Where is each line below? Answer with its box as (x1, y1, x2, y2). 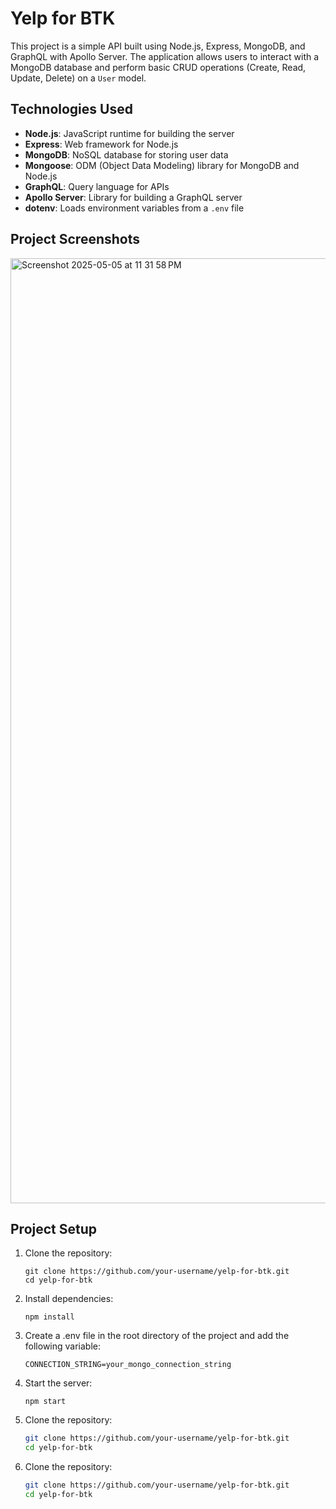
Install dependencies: (24, 1293, 114, 1305)
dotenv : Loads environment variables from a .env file (24, 202, 245, 214)
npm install (24, 1312, 75, 1322)
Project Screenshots (10, 231, 140, 248)
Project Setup (10, 1220, 98, 1237)
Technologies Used (10, 101, 133, 118)
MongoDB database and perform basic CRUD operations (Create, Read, (10, 61, 307, 73)
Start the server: (24, 1377, 93, 1389)
